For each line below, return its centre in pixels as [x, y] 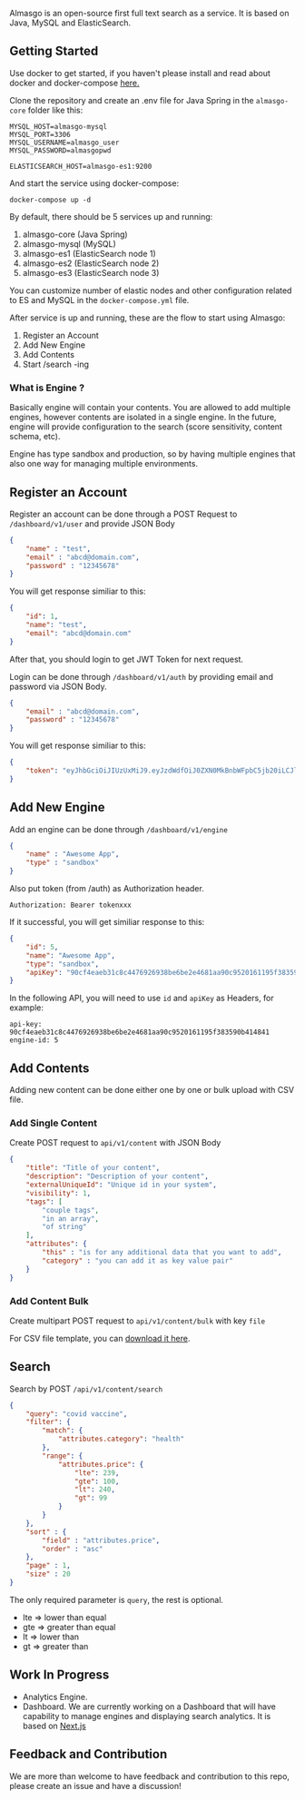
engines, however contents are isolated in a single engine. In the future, [143, 418]
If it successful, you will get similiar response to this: [107, 922]
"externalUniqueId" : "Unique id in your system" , [122, 1185]
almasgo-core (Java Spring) [75, 234]
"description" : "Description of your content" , [117, 1176]
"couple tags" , [71, 1210]
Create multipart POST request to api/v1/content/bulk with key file [138, 1321]
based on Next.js [54, 1726]
